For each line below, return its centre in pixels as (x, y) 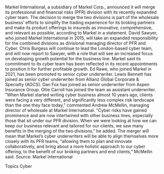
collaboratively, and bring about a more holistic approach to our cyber (75, 146)
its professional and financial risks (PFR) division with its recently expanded (81, 12)
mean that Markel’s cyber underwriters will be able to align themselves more (82, 136)
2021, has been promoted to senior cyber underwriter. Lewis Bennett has (78, 74)
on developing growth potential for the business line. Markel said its (73, 59)
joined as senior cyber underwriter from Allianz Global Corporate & (72, 79)
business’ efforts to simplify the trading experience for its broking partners (80, 22)
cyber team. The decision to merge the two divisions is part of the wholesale (82, 17)
